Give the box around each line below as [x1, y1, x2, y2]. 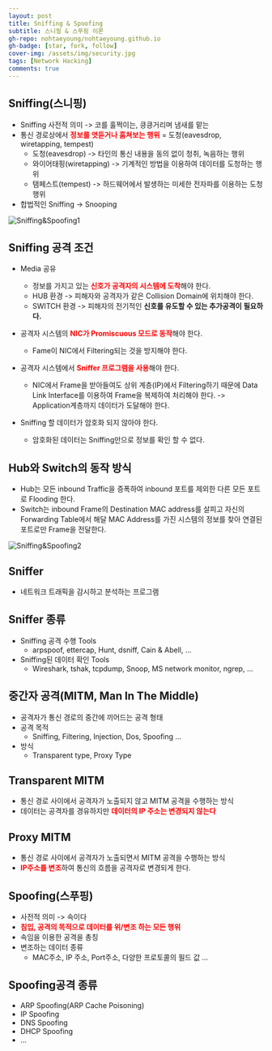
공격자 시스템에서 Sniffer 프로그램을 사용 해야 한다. [19, 363, 180, 373]
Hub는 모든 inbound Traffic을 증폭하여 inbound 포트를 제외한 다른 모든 [19, 484, 246, 494]
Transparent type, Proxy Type [32, 750, 132, 760]
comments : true [8, 65, 60, 73]
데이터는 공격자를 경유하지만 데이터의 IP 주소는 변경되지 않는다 [19, 806, 216, 816]
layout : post [8, 11, 53, 20]
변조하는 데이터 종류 [19, 942, 83, 952]
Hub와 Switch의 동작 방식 [8, 461, 132, 475]
